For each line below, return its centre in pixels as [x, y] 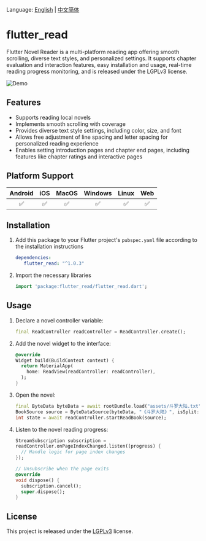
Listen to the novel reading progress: [62, 429]
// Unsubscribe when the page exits [62, 469]
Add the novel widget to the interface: [63, 343]
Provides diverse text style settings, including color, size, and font [98, 130]
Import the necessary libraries [53, 275]
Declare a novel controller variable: [59, 320]
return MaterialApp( [47, 366]
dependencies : [33, 258]
